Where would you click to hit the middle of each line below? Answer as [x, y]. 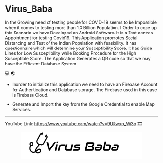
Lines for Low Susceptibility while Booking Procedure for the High [71, 53]
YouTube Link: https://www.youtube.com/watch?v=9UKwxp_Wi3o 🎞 [73, 123]
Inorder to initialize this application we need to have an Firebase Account [85, 84]
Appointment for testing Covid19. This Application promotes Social [71, 38]
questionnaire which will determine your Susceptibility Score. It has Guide [79, 48]
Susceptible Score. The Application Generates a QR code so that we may [78, 58]
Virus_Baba [29, 9]
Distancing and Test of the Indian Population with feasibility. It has [71, 43]
